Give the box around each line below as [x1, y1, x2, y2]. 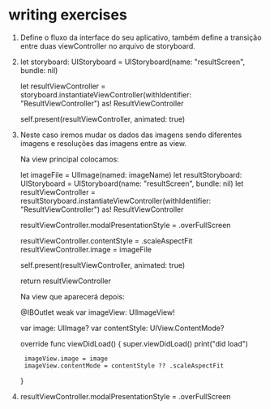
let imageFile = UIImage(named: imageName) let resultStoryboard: [19, 170, 242, 179]
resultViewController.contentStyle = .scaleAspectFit [19, 235, 193, 245]
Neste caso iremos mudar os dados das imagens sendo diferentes [19, 130, 242, 140]
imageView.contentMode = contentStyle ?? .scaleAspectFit [24, 361, 225, 370]
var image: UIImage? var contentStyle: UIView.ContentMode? [19, 323, 225, 333]
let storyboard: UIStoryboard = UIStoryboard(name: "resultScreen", [19, 57, 246, 67]
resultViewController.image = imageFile [19, 244, 152, 254]
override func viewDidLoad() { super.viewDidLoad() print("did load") [19, 338, 249, 348]
